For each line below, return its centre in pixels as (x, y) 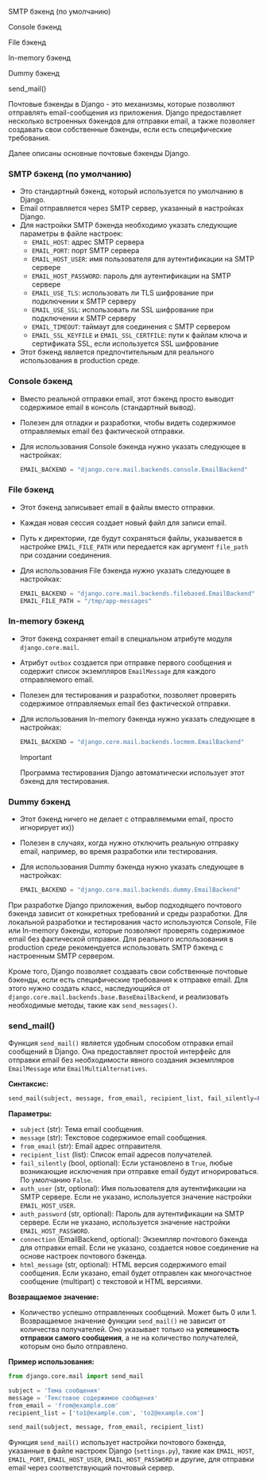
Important (36, 757)
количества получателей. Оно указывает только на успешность (130, 1329)
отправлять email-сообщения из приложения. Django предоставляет (125, 112)
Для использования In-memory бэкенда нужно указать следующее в (137, 718)
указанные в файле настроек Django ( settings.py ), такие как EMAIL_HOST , (131, 1451)
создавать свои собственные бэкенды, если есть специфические (120, 129)
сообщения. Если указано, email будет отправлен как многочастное (135, 1273)
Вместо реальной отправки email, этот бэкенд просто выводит (127, 398)
